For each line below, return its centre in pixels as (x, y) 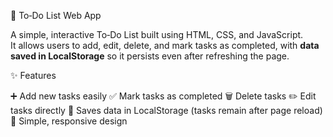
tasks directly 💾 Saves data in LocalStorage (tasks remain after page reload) (166, 110)
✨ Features (33, 75)
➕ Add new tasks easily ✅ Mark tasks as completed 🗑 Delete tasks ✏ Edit (163, 96)
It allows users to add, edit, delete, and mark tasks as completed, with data (165, 45)
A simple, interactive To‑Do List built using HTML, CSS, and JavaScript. (157, 34)
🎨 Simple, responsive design (69, 121)
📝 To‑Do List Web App (56, 15)
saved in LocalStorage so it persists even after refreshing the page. (150, 56)
